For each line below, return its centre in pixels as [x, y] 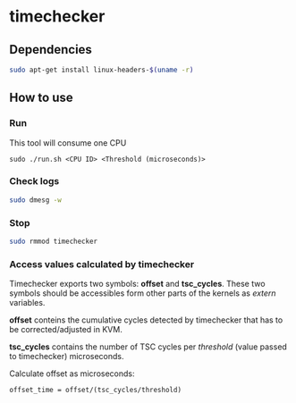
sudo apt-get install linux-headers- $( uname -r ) [101, 70]
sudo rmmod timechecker [54, 242]
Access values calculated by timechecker [102, 264]
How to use [41, 98]
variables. [27, 303]
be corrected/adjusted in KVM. [66, 330]
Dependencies [51, 50]
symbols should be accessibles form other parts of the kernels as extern [143, 293]
